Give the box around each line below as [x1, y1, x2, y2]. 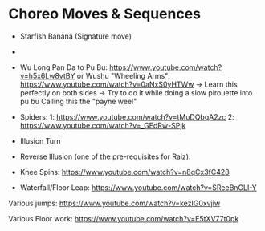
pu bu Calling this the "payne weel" [19, 96, 137, 106]
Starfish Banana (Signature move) [19, 31, 132, 41]
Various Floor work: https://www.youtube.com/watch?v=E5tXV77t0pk [8, 213, 239, 223]
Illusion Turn [19, 136, 62, 145]
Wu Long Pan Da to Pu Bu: [19, 62, 108, 72]
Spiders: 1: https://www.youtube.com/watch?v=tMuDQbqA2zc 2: [19, 111, 234, 121]
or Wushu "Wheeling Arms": [76, 71, 170, 80]
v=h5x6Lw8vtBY [19, 71, 75, 80]
